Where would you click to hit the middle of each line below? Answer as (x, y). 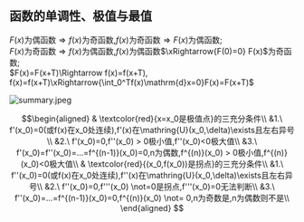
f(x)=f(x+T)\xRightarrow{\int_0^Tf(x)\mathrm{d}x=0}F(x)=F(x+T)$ (132, 82)
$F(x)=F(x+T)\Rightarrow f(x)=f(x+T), (79, 72)
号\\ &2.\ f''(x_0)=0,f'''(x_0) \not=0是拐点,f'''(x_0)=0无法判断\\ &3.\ (152, 186)
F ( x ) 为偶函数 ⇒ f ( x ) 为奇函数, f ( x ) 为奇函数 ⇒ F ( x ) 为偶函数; (116, 40)
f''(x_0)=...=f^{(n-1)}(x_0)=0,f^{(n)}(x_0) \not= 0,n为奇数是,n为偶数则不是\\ (152, 198)
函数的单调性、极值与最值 (81, 16)
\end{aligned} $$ (152, 208)
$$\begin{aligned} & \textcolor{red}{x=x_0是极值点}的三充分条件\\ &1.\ (152, 118)
